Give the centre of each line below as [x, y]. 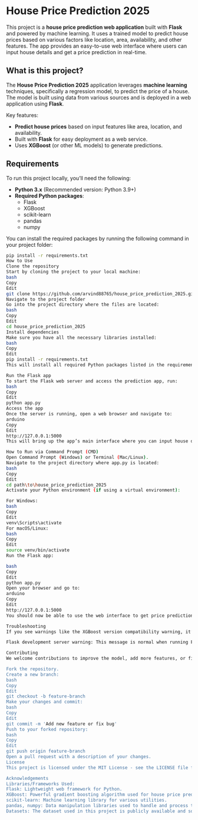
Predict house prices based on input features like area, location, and [98, 126]
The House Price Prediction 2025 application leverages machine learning [97, 85]
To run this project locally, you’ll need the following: [69, 178]
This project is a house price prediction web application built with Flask [94, 27]
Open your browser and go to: [43, 588]
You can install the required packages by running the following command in [98, 238]
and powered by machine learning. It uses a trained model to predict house [97, 33]
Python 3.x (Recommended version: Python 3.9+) [75, 189]
